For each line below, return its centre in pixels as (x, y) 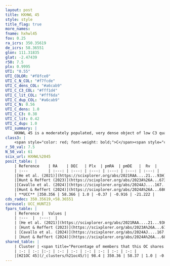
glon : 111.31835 (22, 52)
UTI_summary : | (21, 128)
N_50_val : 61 (19, 152)
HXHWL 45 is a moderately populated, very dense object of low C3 (86, 133)
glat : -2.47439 (21, 57)
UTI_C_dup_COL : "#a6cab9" (32, 100)
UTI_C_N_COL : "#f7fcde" (30, 81)
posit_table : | (21, 161)
